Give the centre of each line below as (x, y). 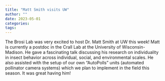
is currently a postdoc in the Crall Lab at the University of (63, 47)
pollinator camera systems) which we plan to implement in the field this (77, 68)
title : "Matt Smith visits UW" (37, 10)
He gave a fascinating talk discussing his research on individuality (92, 53)
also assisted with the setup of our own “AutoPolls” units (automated (75, 63)
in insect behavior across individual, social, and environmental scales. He (79, 57)
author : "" (16, 14)
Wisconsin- (133, 47)
